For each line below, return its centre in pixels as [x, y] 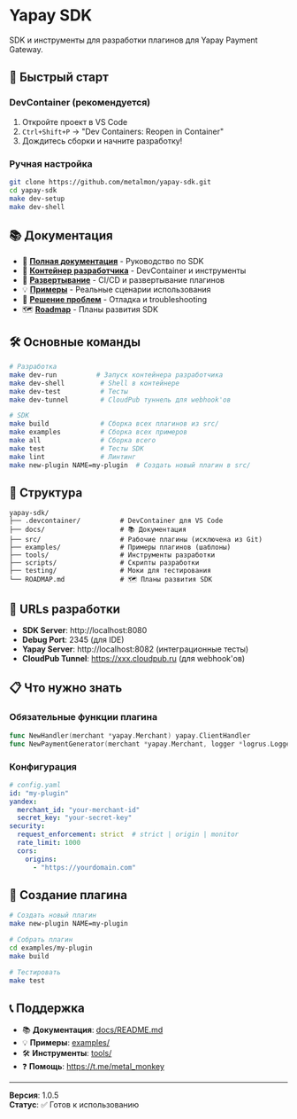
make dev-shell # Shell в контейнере [94, 383]
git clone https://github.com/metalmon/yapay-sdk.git [110, 182]
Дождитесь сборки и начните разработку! [102, 141]
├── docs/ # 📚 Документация [98, 530]
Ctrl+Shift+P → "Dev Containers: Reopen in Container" [123, 131]
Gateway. [27, 49]
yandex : [23, 802]
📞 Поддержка [47, 1008]
